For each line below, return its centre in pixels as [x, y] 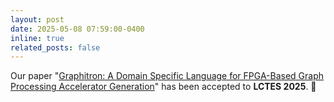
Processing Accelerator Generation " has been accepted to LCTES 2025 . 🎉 [163, 87]
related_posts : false [55, 47]
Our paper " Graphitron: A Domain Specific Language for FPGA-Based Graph [167, 76]
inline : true [37, 38]
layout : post [37, 19]
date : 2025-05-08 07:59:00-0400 [77, 29]
